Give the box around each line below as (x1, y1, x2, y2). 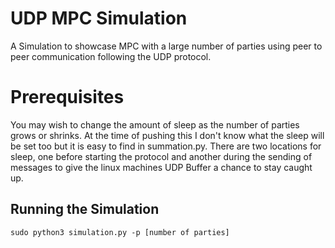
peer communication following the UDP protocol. (10, 50, 212, 62)
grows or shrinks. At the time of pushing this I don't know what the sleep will (10, 129, 325, 141)
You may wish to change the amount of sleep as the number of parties (10, 118, 300, 131)
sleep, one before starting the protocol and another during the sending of (10, 150, 313, 162)
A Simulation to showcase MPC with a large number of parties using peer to (10, 40, 323, 52)
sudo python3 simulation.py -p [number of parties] (10, 227, 230, 237)
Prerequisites (10, 86, 125, 109)
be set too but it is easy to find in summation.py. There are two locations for (10, 140, 322, 152)
